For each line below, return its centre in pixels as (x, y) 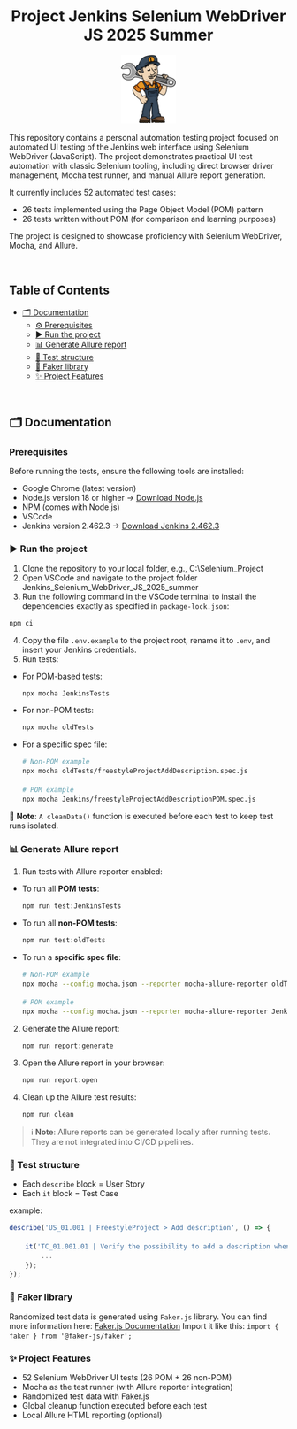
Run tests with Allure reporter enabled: (92, 872)
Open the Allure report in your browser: (93, 1063)
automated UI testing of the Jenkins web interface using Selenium (129, 147)
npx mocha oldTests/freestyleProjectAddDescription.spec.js (135, 772)
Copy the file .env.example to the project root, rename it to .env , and (146, 640)
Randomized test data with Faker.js (86, 1396)
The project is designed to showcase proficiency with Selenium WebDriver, (146, 235)
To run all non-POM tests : (69, 923)
